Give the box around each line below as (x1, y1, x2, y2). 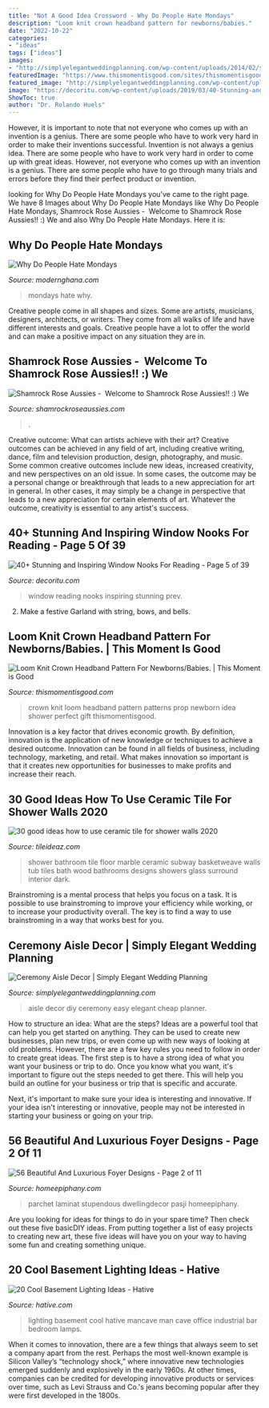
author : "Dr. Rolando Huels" (8, 101, 106, 109)
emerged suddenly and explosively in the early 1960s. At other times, (8, 1365, 236, 1374)
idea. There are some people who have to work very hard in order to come (8, 149, 254, 158)
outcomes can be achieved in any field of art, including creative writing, (8, 443, 245, 453)
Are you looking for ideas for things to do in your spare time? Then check (8, 1214, 250, 1224)
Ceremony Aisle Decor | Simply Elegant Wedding (8, 938, 257, 953)
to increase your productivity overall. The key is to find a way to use (8, 907, 232, 917)
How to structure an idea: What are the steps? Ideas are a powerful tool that (8, 1019, 259, 1029)
